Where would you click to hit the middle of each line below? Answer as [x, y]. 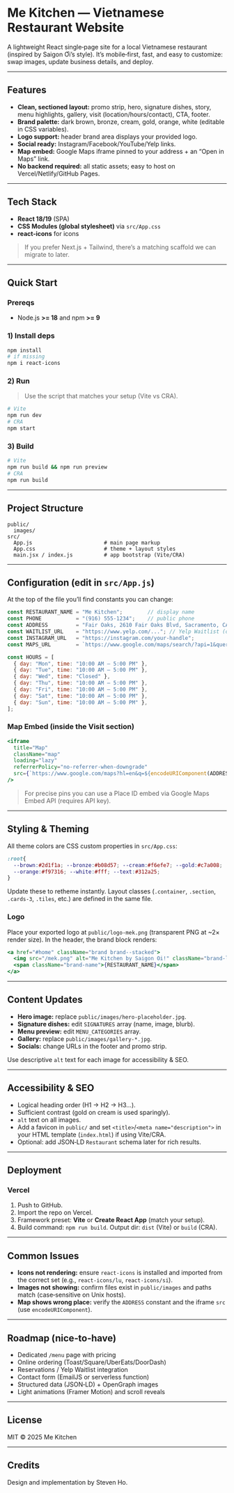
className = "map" [37, 754]
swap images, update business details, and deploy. [80, 61]
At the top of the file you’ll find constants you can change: [91, 600]
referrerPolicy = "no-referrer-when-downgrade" [81, 767]
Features [27, 90]
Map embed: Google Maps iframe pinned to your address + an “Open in [120, 151]
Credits [24, 1465]
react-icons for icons [48, 233]
